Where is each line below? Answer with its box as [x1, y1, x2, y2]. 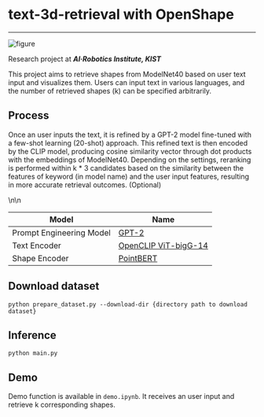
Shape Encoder [12, 253, 69, 264]
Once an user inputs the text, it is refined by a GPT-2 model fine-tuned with [8, 130, 251, 139]
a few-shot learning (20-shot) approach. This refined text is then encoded [8, 138, 248, 147]
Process [8, 109, 49, 123]
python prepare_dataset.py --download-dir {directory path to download [8, 301, 247, 308]
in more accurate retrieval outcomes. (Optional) [8, 179, 162, 190]
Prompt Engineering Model [12, 227, 112, 238]
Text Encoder [12, 240, 61, 251]
